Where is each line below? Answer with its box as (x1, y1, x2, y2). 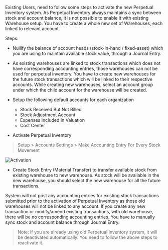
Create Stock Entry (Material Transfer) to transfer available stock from (12, 167, 157, 173)
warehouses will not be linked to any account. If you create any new (5, 203, 145, 209)
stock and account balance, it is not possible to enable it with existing (5, 15, 149, 21)
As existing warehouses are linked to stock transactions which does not (12, 60, 161, 66)
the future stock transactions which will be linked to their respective (12, 76, 153, 82)
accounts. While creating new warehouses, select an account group (12, 81, 153, 88)
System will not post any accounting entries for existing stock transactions (5, 193, 159, 198)
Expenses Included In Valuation (20, 117, 85, 123)
